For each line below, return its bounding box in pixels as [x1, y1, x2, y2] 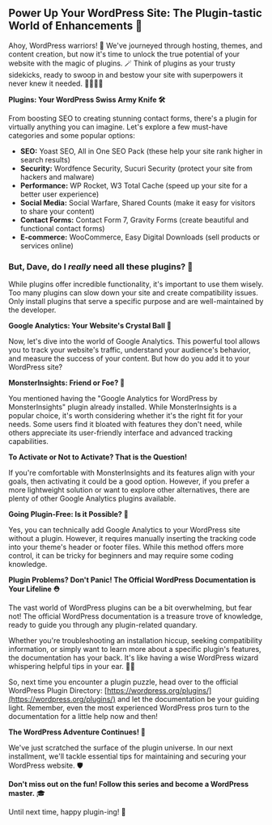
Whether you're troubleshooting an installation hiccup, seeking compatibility [8, 636, 263, 645]
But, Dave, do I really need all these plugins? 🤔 [8, 260, 193, 272]
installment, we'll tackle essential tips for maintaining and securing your [8, 751, 247, 761]
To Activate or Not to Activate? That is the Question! [8, 452, 188, 462]
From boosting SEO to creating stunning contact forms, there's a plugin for [8, 113, 257, 123]
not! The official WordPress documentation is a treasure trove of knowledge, [8, 611, 263, 621]
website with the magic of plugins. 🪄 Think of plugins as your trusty [8, 58, 236, 68]
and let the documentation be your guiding [117, 695, 260, 704]
